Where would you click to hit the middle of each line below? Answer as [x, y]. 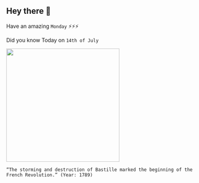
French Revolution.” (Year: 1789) [50, 175]
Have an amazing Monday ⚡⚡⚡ [43, 26]
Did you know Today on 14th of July [52, 40]
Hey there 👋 [29, 11]
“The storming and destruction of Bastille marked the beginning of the [99, 170]
